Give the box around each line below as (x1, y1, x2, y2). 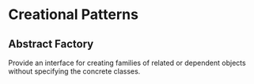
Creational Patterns (8, 6, 138, 24)
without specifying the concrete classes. (8, 67, 141, 76)
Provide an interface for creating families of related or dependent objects (8, 58, 247, 67)
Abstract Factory (8, 37, 94, 51)
